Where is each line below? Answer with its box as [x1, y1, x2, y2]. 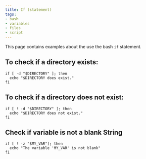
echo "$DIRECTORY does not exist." [9, 111, 83, 116]
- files [5, 26, 21, 31]
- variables [5, 21, 30, 26]
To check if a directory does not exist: [5, 93, 124, 102]
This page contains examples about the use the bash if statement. [5, 44, 142, 49]
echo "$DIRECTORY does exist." [9, 75, 74, 80]
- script [5, 30, 23, 35]
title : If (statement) [5, 7, 52, 12]
